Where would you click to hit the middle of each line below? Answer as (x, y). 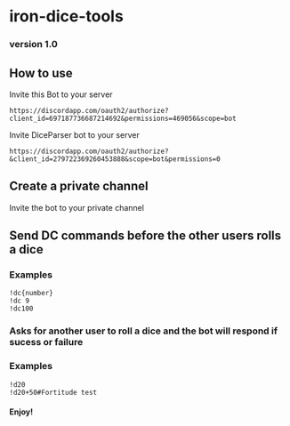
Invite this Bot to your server (61, 94)
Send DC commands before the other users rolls (145, 236)
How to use (41, 73)
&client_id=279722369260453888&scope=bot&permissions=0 (115, 159)
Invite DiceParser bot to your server (74, 134)
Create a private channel (79, 186)
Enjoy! (21, 412)
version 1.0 (33, 44)
